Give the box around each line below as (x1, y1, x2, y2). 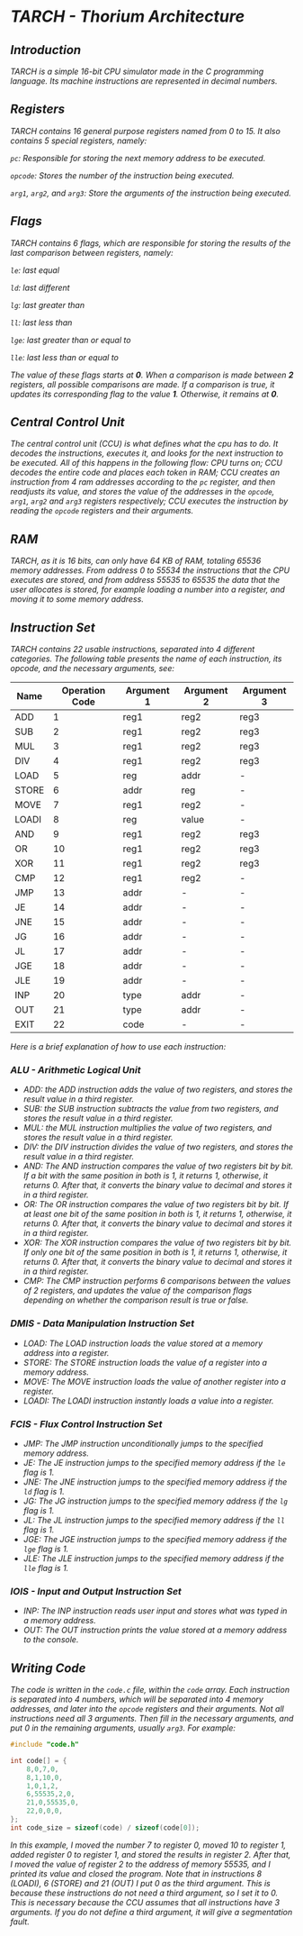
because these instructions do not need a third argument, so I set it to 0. (10, 1887, 279, 1898)
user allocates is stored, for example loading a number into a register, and (10, 584, 286, 595)
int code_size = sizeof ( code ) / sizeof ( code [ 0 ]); (10, 1822, 201, 1832)
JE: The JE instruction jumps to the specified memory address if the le (22, 1457, 286, 1468)
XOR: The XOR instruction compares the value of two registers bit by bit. (22, 1237, 292, 1249)
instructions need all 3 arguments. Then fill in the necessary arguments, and (10, 1713, 294, 1724)
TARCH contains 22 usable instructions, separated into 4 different (10, 644, 255, 655)
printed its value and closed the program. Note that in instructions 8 (10, 1868, 263, 1879)
